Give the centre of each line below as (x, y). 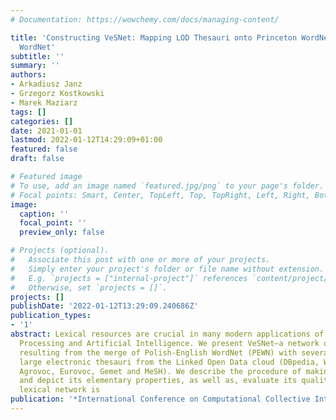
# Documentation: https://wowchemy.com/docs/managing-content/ (145, 19)
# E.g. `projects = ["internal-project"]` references (129, 278)
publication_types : (51, 316)
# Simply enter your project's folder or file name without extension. (167, 269)
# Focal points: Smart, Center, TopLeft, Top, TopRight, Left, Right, (160, 195)
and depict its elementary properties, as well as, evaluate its (158, 381)
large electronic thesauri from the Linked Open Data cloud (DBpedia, (169, 362)
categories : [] (42, 121)
